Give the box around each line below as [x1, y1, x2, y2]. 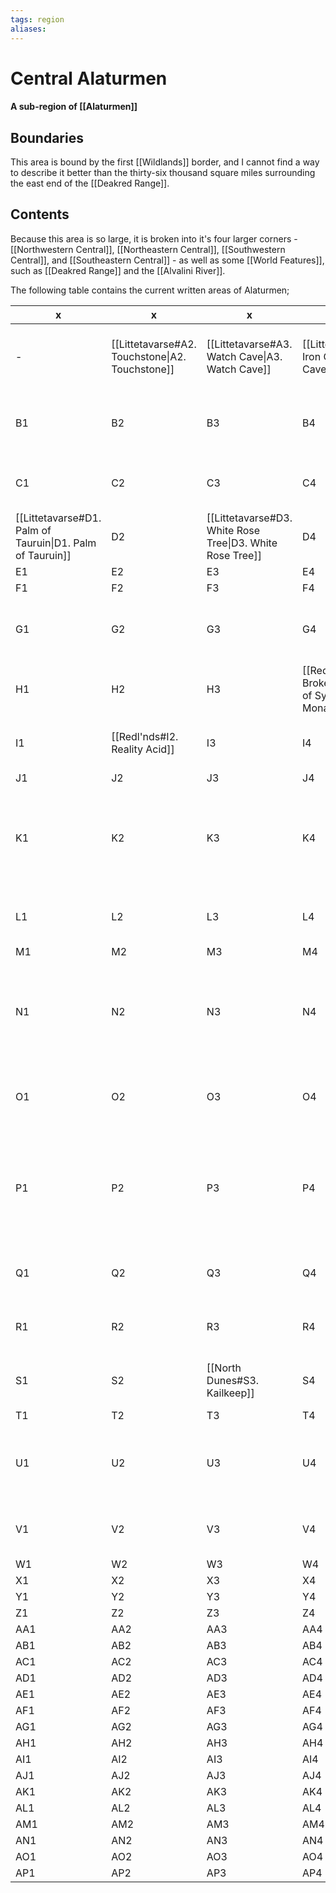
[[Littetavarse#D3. [206, 511, 293, 525]
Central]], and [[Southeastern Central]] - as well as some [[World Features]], [10, 254, 325, 266]
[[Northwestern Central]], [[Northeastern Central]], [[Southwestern [10, 243, 286, 255]
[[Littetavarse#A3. [206, 337, 293, 351]
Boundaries [10, 129, 84, 146]
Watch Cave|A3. [206, 349, 283, 363]
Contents [10, 206, 70, 223]
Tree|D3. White [206, 536, 278, 550]
